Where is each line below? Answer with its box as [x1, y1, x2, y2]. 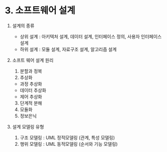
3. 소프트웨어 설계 [5, 5, 75, 16]
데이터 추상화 [19, 87, 47, 93]
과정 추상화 [19, 80, 42, 87]
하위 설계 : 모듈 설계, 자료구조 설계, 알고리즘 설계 [19, 46, 117, 52]
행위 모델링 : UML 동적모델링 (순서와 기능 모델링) [19, 141, 118, 147]
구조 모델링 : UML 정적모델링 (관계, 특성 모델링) [19, 134, 115, 141]
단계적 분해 [19, 100, 42, 106]
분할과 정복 [19, 68, 42, 74]
